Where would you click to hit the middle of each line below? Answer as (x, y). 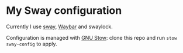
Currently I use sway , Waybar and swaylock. (59, 26)
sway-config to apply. (32, 44)
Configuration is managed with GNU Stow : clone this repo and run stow (91, 37)
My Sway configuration (64, 11)
